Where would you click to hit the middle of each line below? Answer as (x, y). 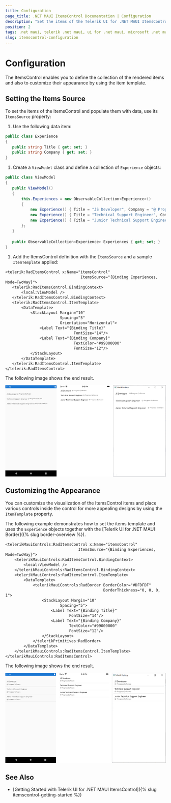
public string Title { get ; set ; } (50, 147)
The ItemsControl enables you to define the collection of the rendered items (85, 77)
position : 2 (18, 27)
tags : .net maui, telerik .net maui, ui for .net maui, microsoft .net (83, 32)
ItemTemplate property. (29, 514)
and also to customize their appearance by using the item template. (76, 83)
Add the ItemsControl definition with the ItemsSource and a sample (82, 257)
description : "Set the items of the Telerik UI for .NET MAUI (73, 21)
